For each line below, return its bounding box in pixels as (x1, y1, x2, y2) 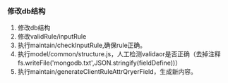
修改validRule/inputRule (17, 32, 87, 41)
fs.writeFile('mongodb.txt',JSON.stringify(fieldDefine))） (17, 58, 182, 68)
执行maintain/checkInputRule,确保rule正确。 (17, 41, 147, 50)
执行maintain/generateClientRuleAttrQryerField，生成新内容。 (17, 68, 198, 76)
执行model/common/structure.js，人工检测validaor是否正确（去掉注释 (17, 50, 221, 58)
